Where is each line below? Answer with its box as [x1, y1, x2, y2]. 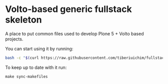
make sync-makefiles [5, 74, 48, 79]
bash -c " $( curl [5, 55, 39, 60]
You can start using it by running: [5, 45, 73, 51]
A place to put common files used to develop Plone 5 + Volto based [5, 30, 144, 36]
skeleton [5, 14, 42, 25]
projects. [5, 36, 23, 42]
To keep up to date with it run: [5, 64, 67, 70]
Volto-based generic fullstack [5, 3, 132, 15]
